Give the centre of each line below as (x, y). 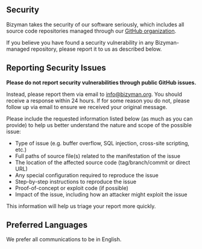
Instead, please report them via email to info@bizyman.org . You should (94, 94)
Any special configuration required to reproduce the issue (87, 175)
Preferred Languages (47, 225)
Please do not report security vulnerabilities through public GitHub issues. (101, 82)
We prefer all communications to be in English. (64, 239)
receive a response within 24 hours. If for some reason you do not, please (98, 100)
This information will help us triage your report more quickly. (81, 206)
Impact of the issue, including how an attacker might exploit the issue (101, 194)
